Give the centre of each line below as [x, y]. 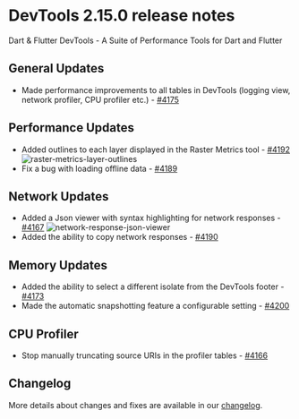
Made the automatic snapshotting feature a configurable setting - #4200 [155, 306]
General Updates [56, 68]
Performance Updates [72, 128]
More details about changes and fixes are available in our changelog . [136, 405]
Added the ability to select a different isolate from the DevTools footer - [153, 286]
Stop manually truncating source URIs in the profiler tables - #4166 [145, 355]
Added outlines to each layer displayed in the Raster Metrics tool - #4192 [156, 150]
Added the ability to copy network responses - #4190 [120, 237]
